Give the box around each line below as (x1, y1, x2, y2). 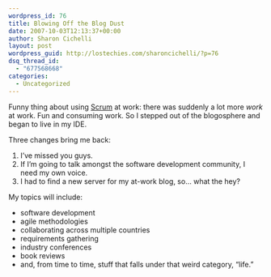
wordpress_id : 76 (8, 11, 67, 20)
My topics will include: (8, 192, 83, 202)
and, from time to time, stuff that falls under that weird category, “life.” (19, 259, 254, 269)
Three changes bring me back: (8, 134, 111, 144)
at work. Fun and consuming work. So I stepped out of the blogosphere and (8, 110, 260, 120)
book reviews (19, 250, 66, 260)
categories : (8, 72, 49, 80)
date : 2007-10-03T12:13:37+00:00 (8, 27, 121, 35)
